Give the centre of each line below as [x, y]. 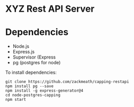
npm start [16, 100]
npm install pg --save [29, 86]
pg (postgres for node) [37, 63]
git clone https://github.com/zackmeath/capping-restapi [67, 82]
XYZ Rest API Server [50, 9]
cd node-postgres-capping [33, 95]
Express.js [24, 52]
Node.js [21, 46]
